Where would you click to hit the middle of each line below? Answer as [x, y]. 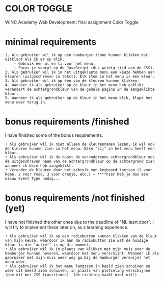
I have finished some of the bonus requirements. [54, 135]
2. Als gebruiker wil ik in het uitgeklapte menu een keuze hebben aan [80, 72]
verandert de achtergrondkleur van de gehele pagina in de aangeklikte [80, 89]
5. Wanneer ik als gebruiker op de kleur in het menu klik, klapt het [79, 98]
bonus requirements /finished [67, 122]
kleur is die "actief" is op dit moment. [48, 245]
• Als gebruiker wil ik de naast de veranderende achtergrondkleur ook [80, 157]
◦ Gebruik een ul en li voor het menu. [55, 64]
